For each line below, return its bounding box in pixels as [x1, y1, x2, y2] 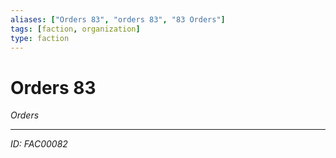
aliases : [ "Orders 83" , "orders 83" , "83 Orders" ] [10, 14, 226, 25]
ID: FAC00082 [10, 138, 68, 150]
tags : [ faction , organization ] [10, 24, 141, 34]
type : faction [10, 33, 70, 43]
